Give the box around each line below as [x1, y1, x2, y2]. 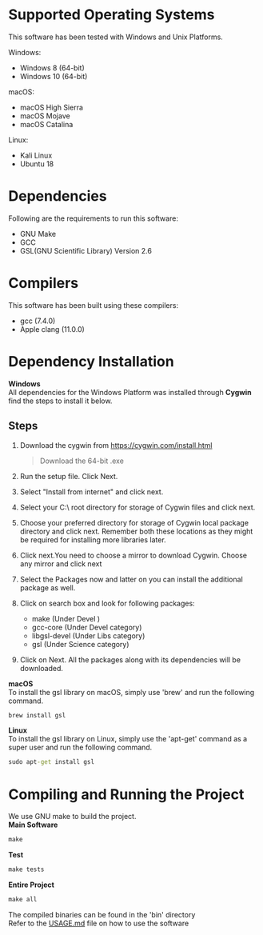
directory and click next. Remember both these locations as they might [19, 526, 253, 536]
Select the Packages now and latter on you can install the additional [19, 574, 244, 584]
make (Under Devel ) [31, 613, 101, 623]
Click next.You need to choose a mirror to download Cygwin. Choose [19, 550, 248, 560]
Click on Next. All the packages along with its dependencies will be [19, 654, 241, 665]
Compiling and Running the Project [8, 785, 245, 803]
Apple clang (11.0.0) [19, 324, 86, 334]
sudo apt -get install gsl [8, 758, 94, 766]
